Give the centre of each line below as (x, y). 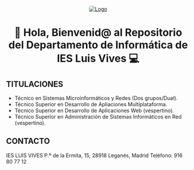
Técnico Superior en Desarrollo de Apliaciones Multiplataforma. (91, 104)
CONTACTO (28, 141)
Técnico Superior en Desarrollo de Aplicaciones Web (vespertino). (94, 110)
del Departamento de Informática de (98, 45)
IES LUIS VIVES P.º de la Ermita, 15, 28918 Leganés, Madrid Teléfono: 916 (94, 155)
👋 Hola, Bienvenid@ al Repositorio (98, 33)
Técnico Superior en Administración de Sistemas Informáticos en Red (98, 117)
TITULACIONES (35, 84)
